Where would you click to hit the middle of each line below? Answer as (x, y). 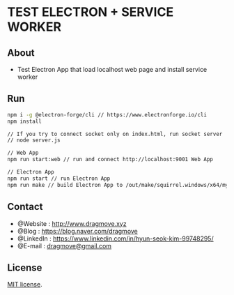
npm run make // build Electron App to (65, 185)
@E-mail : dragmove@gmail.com (64, 245)
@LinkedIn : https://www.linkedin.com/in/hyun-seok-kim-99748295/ (115, 239)
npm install (24, 121)
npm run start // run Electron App (59, 179)
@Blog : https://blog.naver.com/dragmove (77, 231)
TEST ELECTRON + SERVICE (91, 12)
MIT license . (25, 285)
